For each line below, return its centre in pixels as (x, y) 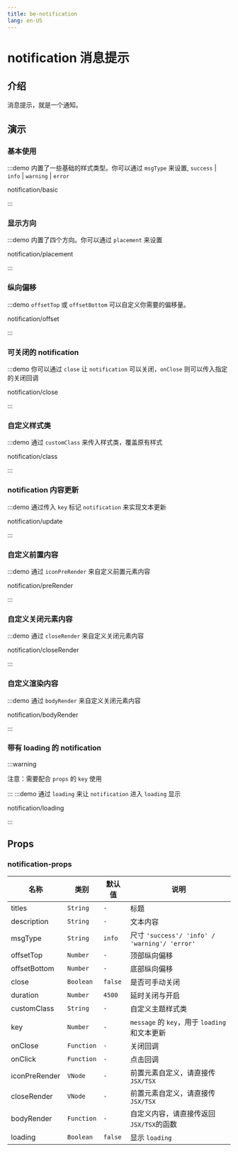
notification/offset (33, 319)
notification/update (35, 521)
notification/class (33, 457)
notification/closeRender (43, 650)
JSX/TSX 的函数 (153, 1124)
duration (25, 995)
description (30, 921)
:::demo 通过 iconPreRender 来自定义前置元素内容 (79, 571)
